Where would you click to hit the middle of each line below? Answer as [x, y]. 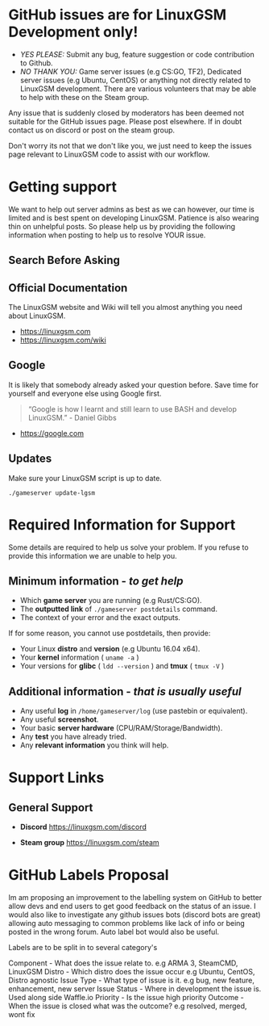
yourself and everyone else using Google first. [85, 393]
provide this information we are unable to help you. [93, 555]
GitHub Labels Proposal [89, 875]
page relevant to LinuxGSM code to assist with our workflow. [109, 154]
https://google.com [52, 433]
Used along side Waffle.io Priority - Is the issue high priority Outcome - [126, 998]
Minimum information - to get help [96, 582]
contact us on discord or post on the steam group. [92, 130]
